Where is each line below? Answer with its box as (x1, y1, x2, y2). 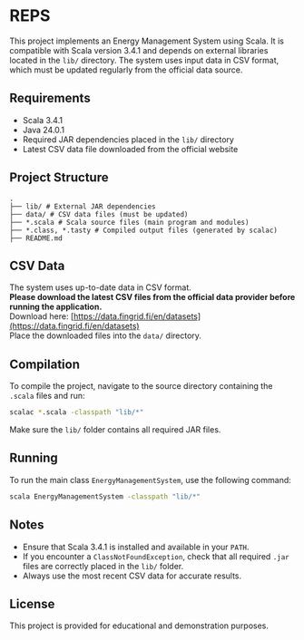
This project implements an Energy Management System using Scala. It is (9, 35, 284, 46)
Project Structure (9, 170, 109, 186)
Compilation (9, 356, 80, 372)
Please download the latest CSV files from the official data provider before (9, 292, 296, 303)
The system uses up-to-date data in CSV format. (9, 282, 192, 293)
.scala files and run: (9, 391, 85, 402)
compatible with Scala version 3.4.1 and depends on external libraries (9, 44, 269, 55)
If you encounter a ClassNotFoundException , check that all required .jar (22, 550, 290, 562)
